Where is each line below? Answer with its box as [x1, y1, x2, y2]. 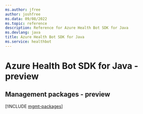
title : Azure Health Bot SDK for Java [5, 35, 85, 40]
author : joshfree [5, 12, 41, 17]
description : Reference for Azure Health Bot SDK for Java [5, 26, 129, 30]
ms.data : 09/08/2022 [5, 16, 48, 21]
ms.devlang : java [5, 30, 41, 35]
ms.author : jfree [5, 7, 41, 12]
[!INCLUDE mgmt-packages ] [5, 103, 63, 109]
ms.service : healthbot [5, 39, 52, 44]
